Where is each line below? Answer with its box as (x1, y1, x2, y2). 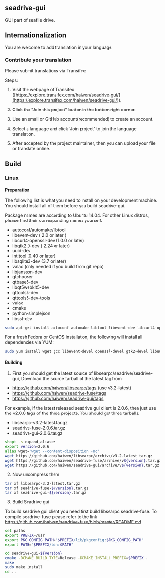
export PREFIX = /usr (5, 533, 45, 538)
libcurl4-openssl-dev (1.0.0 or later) (12, 238, 84, 244)
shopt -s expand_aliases (5, 440, 56, 445)
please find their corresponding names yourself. (5, 218, 102, 223)
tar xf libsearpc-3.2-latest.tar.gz (5, 481, 80, 486)
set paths (5, 528, 26, 533)
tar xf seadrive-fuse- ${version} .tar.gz (5, 486, 89, 491)
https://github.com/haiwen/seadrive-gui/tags (12, 395, 104, 402)
